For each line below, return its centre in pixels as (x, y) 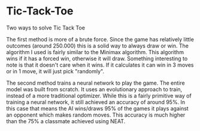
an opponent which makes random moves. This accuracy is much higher (96, 115)
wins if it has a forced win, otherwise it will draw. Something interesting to (97, 58)
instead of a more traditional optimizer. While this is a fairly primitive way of (99, 96)
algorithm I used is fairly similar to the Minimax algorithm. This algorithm (95, 52)
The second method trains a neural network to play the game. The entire (96, 83)
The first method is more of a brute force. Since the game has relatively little (100, 39)
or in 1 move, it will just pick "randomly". (55, 71)
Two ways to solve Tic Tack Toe (46, 28)
